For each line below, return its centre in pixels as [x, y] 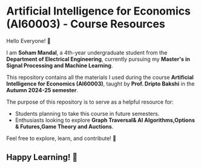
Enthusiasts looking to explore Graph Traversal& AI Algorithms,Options [105, 120]
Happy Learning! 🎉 [42, 157]
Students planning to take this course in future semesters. [87, 113]
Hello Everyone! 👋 [28, 41]
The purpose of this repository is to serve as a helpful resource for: [90, 102]
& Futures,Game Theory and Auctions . [64, 126]
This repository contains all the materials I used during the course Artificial [100, 77]
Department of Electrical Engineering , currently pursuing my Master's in [98, 59]
